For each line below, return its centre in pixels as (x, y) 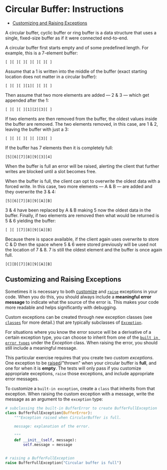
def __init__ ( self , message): (46, 440)
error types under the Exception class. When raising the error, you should (82, 342)
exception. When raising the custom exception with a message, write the (80, 394)
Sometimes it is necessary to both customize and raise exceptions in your (82, 291)
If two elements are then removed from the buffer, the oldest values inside (81, 119)
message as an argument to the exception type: (54, 399)
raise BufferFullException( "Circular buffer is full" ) (63, 463)
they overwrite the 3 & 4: (31, 192)
